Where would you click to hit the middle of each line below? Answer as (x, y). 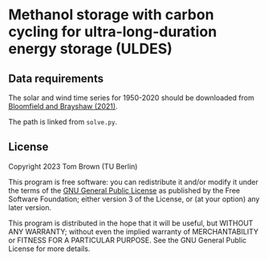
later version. (30, 207)
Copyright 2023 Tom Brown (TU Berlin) (73, 166)
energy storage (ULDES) (90, 49)
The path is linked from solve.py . (63, 122)
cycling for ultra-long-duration (113, 32)
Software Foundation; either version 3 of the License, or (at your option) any (134, 199)
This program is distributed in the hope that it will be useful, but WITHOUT (131, 223)
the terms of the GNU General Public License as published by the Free (124, 190)
